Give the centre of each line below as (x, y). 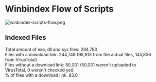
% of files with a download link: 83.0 (42, 75)
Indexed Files (26, 38)
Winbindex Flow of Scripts (59, 9)
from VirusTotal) (21, 60)
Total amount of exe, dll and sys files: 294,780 (51, 49)
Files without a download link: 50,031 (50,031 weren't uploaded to (71, 65)
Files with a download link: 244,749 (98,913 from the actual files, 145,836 (78, 54)
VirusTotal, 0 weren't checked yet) (39, 70)
